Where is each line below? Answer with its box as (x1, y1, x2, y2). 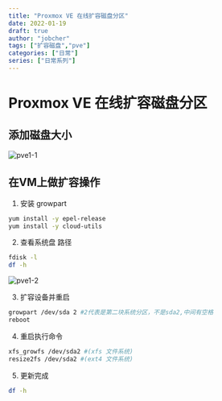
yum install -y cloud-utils (8, 222, 103, 230)
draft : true (8, 27, 48, 35)
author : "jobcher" (8, 34, 70, 43)
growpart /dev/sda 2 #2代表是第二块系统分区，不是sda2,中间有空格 (8, 308, 214, 316)
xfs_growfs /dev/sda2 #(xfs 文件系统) (8, 347, 134, 355)
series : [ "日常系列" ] (8, 57, 76, 65)
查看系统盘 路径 (19, 238, 72, 247)
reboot (8, 316, 31, 325)
